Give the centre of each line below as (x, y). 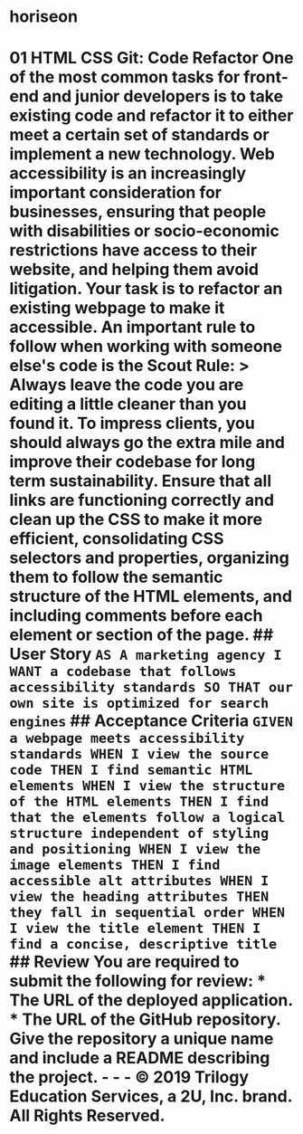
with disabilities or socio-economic (145, 231)
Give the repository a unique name (142, 1039)
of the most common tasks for (125, 77)
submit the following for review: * (138, 982)
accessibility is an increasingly (128, 173)
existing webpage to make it (117, 308)
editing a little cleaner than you (128, 404)
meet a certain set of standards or (139, 135)
